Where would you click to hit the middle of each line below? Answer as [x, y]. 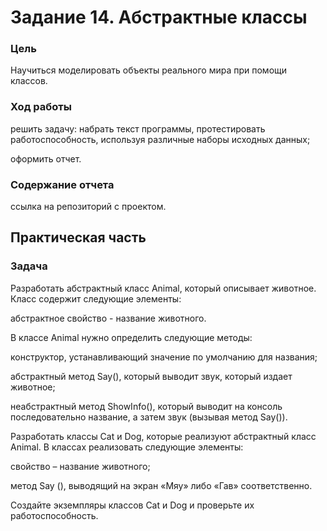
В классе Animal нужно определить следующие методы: [131, 337]
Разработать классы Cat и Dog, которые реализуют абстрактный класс [163, 436]
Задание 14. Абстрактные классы [159, 17]
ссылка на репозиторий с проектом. [88, 207]
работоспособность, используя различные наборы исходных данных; [160, 139]
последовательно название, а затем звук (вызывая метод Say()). [149, 417]
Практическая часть [78, 237]
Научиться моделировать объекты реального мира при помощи [149, 70]
